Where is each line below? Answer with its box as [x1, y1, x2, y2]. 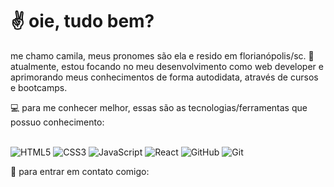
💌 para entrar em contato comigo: [10, 165, 150, 177]
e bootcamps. [10, 81, 68, 93]
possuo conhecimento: [10, 116, 105, 128]
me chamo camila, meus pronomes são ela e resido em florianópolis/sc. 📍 [10, 49, 315, 62]
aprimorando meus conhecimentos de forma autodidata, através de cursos [10, 71, 319, 83]
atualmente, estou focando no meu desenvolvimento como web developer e [10, 60, 324, 72]
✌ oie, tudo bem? [10, 10, 155, 33]
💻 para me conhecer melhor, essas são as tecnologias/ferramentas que [10, 101, 308, 113]
